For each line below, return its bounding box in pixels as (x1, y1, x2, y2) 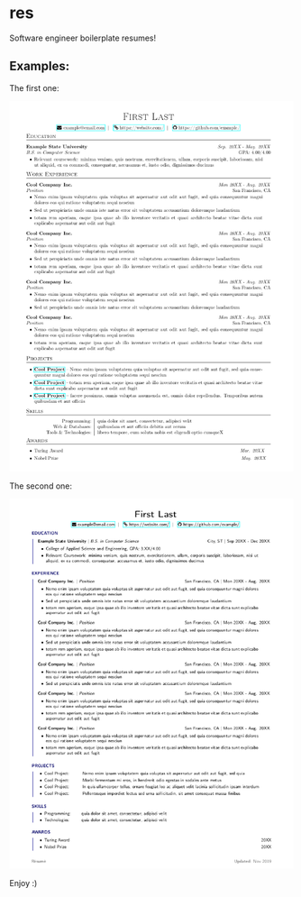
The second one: (9, 481, 73, 491)
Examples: (9, 59, 70, 74)
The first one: (9, 82, 60, 93)
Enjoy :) (9, 877, 38, 888)
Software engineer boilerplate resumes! (9, 32, 157, 43)
